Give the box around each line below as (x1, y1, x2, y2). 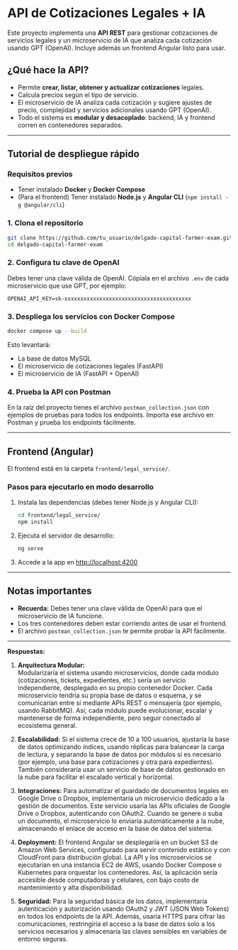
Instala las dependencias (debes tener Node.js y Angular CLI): (17, 498, 199, 507)
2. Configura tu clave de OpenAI (7, 258, 120, 268)
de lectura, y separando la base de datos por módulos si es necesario (17, 750, 222, 758)
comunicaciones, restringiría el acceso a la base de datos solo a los (17, 919, 215, 928)
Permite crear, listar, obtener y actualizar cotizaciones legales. (17, 83, 205, 92)
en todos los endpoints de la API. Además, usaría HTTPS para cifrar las (17, 912, 225, 920)
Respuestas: (7, 647, 45, 655)
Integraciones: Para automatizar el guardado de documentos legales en (17, 786, 229, 795)
